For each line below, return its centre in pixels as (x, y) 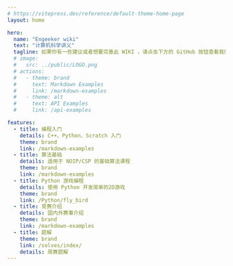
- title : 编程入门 (38, 129)
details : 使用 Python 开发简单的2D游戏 (72, 187)
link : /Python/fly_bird (54, 200)
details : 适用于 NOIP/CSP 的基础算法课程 (75, 161)
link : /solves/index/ (51, 245)
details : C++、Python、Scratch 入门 (70, 135)
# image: (26, 59)
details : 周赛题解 (44, 252)
